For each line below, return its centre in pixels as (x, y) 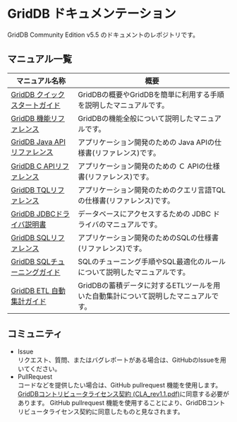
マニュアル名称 (41, 81)
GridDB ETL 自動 (38, 291)
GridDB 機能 (31, 118)
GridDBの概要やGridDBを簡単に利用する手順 (151, 94)
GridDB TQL (31, 189)
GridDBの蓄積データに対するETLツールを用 (149, 285)
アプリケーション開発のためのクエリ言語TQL (151, 189)
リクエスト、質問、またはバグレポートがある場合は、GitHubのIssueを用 (122, 360)
